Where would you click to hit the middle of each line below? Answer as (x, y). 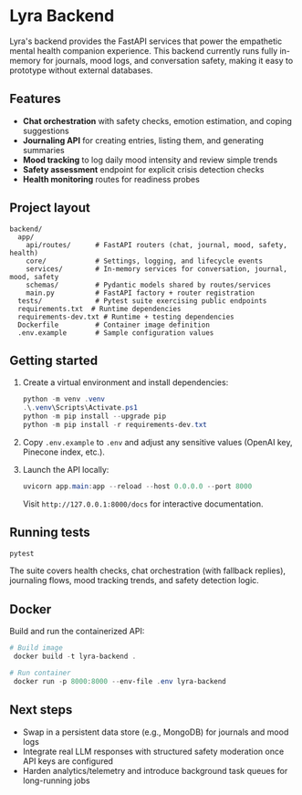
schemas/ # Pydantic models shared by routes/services (149, 285)
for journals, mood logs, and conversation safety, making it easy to (168, 60)
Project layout (50, 208)
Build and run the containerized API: (77, 632)
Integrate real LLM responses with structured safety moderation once (153, 751)
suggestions (46, 131)
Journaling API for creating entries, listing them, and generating (143, 140)
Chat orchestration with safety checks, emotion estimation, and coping (157, 120)
